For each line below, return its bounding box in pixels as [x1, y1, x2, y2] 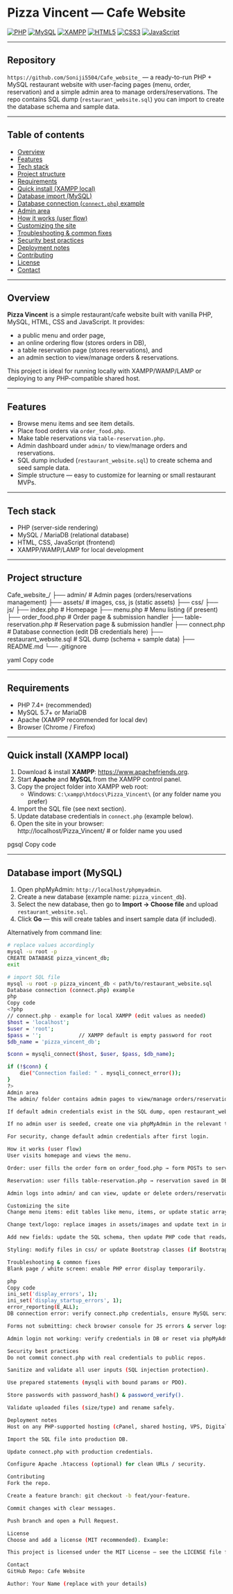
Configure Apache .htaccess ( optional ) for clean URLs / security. [7, 1461, 207, 1468]
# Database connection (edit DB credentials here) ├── [7, 627, 163, 636]
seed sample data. [17, 464, 71, 472]
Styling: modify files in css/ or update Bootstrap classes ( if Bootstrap [7, 1246, 228, 1253]
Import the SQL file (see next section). [17, 805, 126, 813]
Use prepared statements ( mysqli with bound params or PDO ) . [7, 1379, 188, 1386]
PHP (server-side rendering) [17, 523, 98, 532]
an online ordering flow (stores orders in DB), [17, 339, 147, 347]
